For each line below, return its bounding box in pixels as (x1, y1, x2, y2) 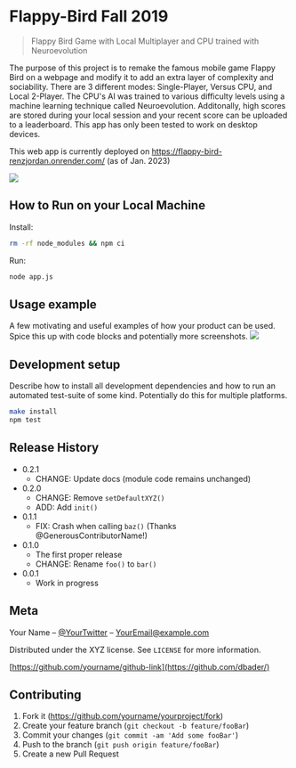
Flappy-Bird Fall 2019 (9, 6, 169, 27)
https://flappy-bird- (151, 145, 222, 157)
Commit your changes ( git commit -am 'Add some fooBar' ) (21, 730, 239, 740)
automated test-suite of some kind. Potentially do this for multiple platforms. (9, 390, 288, 401)
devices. (9, 128, 41, 139)
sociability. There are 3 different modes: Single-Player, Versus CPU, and (9, 81, 273, 92)
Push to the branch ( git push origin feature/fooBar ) (21, 739, 220, 750)
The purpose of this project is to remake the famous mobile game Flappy (9, 62, 276, 73)
